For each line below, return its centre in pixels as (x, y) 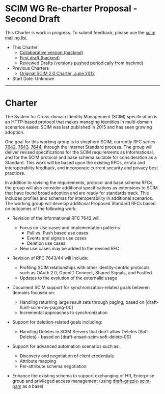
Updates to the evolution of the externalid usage (68, 278)
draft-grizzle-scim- (132, 381)
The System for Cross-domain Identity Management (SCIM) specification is (81, 116)
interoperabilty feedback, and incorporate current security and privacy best (82, 168)
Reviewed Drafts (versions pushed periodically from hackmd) (82, 63)
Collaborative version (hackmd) (51, 53)
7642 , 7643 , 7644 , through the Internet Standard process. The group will (79, 147)
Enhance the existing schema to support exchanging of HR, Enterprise (83, 375)
